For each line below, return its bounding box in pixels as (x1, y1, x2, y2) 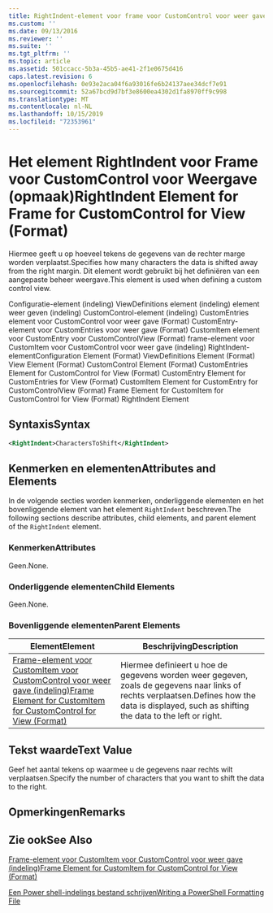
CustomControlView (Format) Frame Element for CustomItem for (8, 385, 224, 395)
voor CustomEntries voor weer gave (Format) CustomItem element (37, 324, 260, 334)
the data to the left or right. (120, 711, 223, 722)
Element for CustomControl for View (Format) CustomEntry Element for (8, 367, 246, 378)
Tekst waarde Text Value (8, 743, 132, 757)
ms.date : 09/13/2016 (8, 27, 79, 35)
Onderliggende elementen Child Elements (8, 580, 175, 592)
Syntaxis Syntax (8, 418, 91, 432)
